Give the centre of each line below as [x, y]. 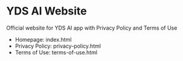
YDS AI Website [47, 11]
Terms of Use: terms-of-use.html [56, 52]
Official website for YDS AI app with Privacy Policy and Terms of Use [92, 28]
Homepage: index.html [43, 39]
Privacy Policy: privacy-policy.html [58, 46]
